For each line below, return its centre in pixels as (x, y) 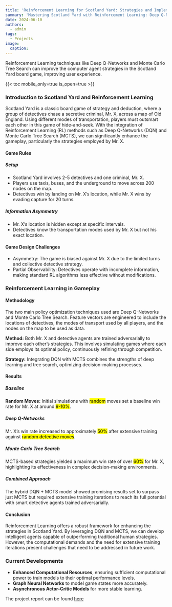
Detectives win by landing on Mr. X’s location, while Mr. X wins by (82, 194)
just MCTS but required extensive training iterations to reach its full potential (86, 497)
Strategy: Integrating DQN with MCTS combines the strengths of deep (80, 359)
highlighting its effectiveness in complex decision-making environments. (82, 467)
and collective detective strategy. (48, 264)
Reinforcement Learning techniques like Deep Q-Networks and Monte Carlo (85, 63)
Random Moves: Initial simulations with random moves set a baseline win (83, 401)
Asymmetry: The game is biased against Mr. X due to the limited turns (86, 258)
